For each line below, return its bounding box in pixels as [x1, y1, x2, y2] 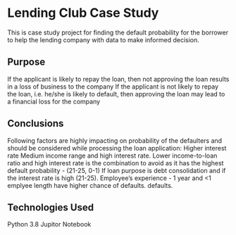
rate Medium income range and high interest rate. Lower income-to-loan [7, 151, 218, 160]
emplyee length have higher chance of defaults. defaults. [7, 181, 173, 189]
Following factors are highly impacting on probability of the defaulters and [7, 136, 223, 145]
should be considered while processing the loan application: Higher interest [7, 144, 227, 152]
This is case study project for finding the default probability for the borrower [7, 28, 229, 37]
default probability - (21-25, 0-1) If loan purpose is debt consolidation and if [7, 166, 226, 174]
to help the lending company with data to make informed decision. [7, 35, 199, 44]
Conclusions [7, 118, 64, 129]
